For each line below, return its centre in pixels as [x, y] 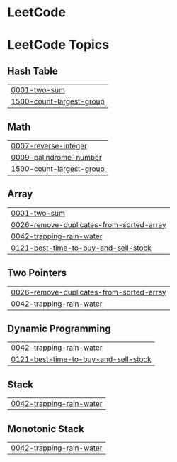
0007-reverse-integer [49, 146]
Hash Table [33, 71]
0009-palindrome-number [56, 157]
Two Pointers [37, 273]
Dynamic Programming [59, 329]
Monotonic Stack [46, 429]
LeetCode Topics [58, 45]
